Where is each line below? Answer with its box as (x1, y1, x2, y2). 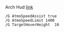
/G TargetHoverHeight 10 (5, 22, 59, 27)
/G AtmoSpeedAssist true (5, 14, 57, 19)
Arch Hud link (5, 4, 33, 10)
